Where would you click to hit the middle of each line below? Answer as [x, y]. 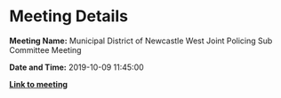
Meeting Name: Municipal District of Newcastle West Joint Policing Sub [141, 41]
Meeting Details [69, 16]
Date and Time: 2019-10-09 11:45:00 [76, 67]
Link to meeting [39, 84]
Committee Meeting [45, 49]
